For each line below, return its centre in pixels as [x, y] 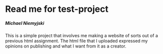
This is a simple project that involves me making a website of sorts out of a [81, 36]
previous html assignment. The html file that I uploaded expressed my [77, 41]
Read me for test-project [57, 9]
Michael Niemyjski [25, 23]
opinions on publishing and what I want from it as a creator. [66, 46]
